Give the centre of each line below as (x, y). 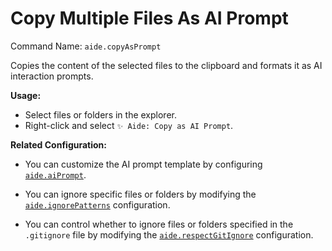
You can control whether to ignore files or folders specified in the (159, 224)
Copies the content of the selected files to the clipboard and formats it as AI (166, 65)
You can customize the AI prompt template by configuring (143, 164)
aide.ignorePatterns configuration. (97, 204)
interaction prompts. (52, 76)
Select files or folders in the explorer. (100, 114)
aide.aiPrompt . (55, 174)
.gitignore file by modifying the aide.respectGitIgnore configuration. (169, 234)
